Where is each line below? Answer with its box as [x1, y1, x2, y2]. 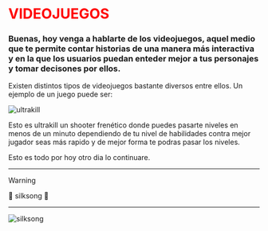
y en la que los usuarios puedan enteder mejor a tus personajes [8, 53, 259, 65]
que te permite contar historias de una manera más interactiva [8, 43, 255, 54]
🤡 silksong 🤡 [8, 191, 49, 201]
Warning [8, 176, 36, 186]
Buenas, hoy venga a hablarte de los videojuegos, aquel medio [8, 33, 255, 45]
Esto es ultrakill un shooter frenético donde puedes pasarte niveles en [8, 120, 238, 130]
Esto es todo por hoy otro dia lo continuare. [8, 153, 151, 162]
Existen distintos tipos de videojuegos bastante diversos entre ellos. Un [8, 81, 243, 91]
